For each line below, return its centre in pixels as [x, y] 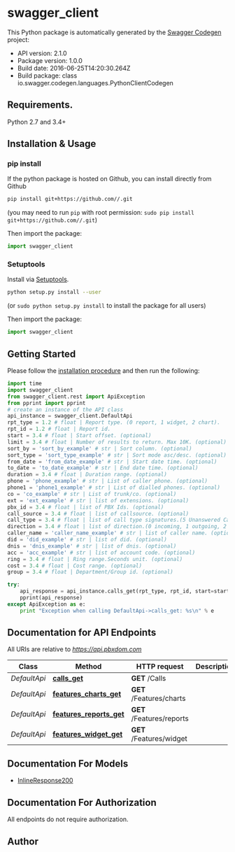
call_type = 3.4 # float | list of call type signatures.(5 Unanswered [114, 520]
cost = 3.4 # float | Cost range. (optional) [74, 566]
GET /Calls [149, 679]
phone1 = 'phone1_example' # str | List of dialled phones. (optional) [114, 488]
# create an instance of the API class [65, 410]
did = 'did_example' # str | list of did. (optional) [87, 540]
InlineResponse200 [45, 781]
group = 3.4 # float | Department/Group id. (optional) [90, 572]
